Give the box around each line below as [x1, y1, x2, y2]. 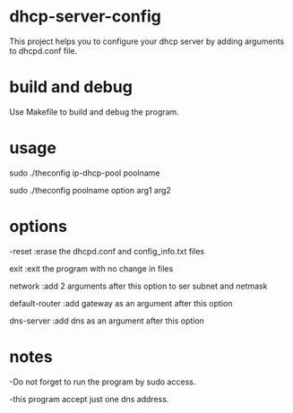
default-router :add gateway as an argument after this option [9, 297, 233, 308]
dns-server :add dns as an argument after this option [9, 315, 204, 326]
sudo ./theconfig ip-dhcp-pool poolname [9, 168, 160, 178]
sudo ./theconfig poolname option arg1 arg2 [9, 185, 172, 195]
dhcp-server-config [9, 6, 161, 27]
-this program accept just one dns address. [9, 393, 169, 404]
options [9, 217, 67, 237]
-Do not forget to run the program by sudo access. [9, 376, 196, 387]
